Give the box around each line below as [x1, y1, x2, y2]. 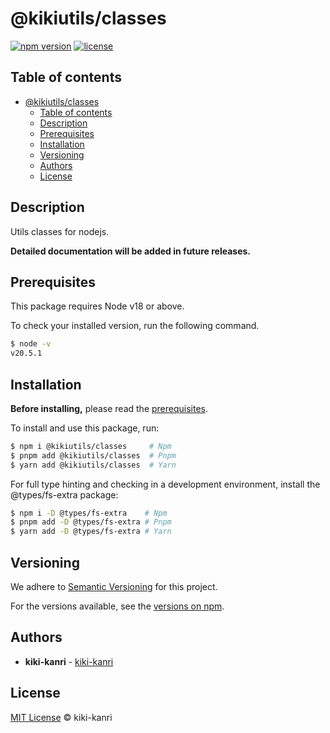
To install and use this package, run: [10, 422, 160, 434]
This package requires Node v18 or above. [10, 300, 185, 312]
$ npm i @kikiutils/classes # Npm [10, 441, 172, 451]
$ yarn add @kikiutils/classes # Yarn [10, 460, 177, 470]
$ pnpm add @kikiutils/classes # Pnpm [10, 450, 177, 461]
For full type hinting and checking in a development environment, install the [10, 478, 321, 490]
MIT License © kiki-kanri [10, 711, 113, 723]
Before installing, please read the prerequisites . [10, 402, 209, 414]
